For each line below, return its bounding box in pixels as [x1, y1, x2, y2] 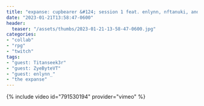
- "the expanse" [6, 76, 47, 82]
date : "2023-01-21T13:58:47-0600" [6, 15, 94, 21]
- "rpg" [6, 43, 26, 49]
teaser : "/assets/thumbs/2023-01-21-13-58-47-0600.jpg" [12, 25, 156, 32]
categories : [6, 31, 36, 38]
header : [6, 20, 26, 26]
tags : [6, 54, 20, 60]
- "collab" [6, 37, 34, 43]
